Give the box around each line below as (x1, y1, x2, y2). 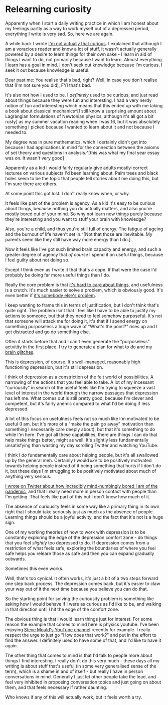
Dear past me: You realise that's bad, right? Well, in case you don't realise (5, 77, 157, 83)
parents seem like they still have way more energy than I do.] (5, 236, 131, 242)
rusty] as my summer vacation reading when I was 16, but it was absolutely (5, 118, 160, 124)
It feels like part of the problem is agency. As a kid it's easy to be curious (5, 200, 155, 206)
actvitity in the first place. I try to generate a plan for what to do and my (5, 344, 152, 350)
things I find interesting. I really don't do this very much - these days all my (5, 657, 159, 663)
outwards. (5, 555, 26, 561)
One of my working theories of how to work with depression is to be (5, 529, 146, 535)
